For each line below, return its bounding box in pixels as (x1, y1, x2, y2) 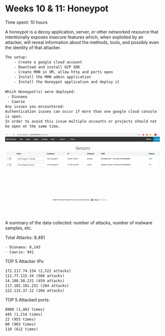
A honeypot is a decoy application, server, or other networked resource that (5, 29, 159, 35)
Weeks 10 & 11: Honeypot (5, 3, 109, 14)
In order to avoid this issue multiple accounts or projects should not (5, 119, 157, 124)
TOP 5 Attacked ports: (5, 297, 50, 303)
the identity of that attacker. (5, 44, 61, 50)
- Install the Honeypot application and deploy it (14, 79, 120, 84)
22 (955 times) (5, 317, 36, 322)
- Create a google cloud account (14, 60, 82, 65)
